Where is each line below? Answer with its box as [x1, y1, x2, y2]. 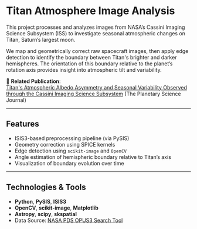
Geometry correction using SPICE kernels [14, 141, 116, 148]
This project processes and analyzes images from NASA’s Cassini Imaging [6, 24, 185, 31]
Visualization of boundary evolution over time [14, 160, 124, 167]
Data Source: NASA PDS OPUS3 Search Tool [14, 217, 123, 224]
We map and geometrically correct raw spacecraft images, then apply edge [6, 47, 189, 54]
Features [6, 119, 39, 129]
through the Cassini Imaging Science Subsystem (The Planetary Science [6, 90, 181, 97]
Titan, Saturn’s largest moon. [6, 36, 76, 43]
